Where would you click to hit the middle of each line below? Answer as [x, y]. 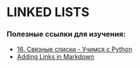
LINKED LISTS [48, 12]
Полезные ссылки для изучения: [66, 34]
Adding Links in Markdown [55, 57]
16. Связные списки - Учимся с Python [75, 49]
